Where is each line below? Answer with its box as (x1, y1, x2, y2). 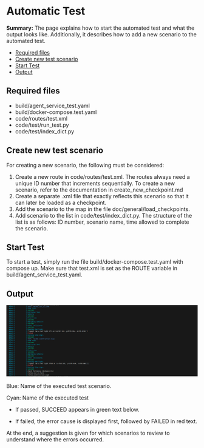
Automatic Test (6, 4, 86, 18)
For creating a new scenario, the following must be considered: (6, 161, 165, 169)
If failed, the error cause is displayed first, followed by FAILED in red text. (15, 417, 197, 425)
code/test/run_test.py (15, 121, 69, 129)
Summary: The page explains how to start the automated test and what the (6, 24, 195, 32)
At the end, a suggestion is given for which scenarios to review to (6, 429, 170, 436)
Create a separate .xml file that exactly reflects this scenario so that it (15, 192, 189, 199)
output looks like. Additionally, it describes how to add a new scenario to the (6, 30, 197, 38)
